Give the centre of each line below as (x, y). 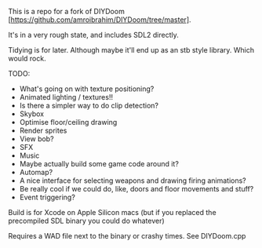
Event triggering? (47, 197)
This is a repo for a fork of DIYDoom (67, 11)
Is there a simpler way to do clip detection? (89, 106)
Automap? (36, 172)
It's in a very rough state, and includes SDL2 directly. (93, 35)
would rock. (27, 58)
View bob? (36, 139)
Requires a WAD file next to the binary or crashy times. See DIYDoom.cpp (127, 236)
